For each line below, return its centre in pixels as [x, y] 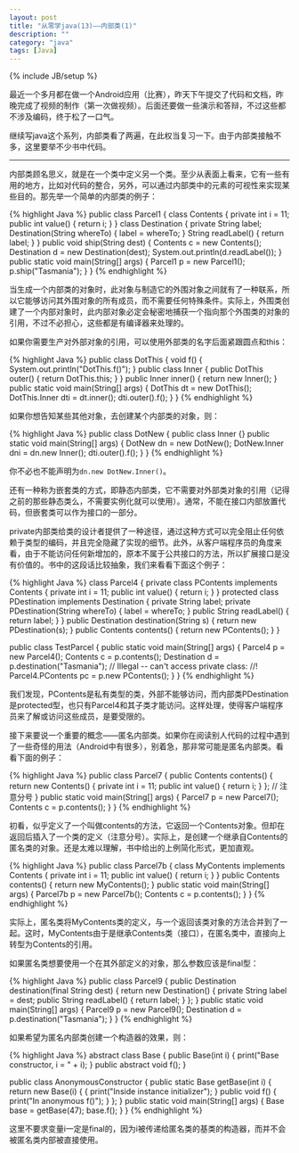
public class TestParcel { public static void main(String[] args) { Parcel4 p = [147, 647]
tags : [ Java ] [33, 51]
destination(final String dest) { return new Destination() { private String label [148, 991]
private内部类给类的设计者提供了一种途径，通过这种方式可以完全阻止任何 [143, 531]
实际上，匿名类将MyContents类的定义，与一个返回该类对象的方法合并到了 [145, 922]
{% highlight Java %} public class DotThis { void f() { [106, 360]
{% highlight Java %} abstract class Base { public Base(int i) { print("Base [144, 1055]
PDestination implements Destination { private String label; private [130, 602]
